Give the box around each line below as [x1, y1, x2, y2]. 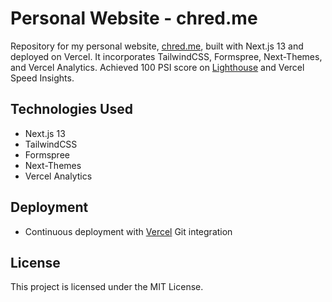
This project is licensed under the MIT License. [10, 281, 204, 293]
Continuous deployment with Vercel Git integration [24, 225, 233, 237]
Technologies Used [10, 101, 133, 118]
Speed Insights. [10, 72, 75, 84]
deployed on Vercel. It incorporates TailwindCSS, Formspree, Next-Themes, [10, 50, 323, 62]
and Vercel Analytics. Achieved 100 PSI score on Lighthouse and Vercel [10, 61, 305, 73]
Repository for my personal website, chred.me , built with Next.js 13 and [10, 40, 304, 52]
